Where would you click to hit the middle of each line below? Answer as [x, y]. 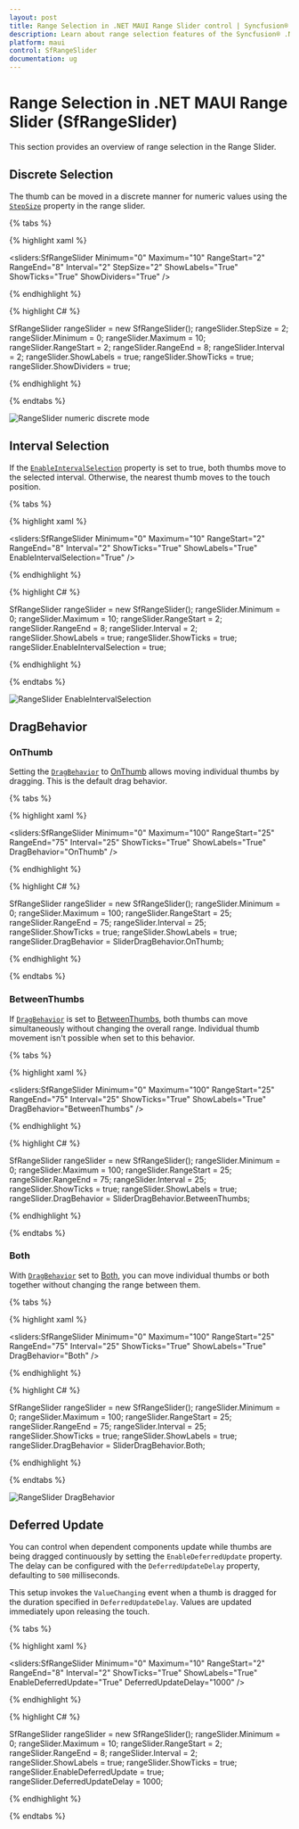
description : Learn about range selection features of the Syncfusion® [145, 34]
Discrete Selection [61, 175]
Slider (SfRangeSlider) [93, 122]
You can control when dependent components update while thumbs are [141, 1546]
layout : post [33, 17]
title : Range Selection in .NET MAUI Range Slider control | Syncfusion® [149, 26]
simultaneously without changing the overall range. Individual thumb [134, 1028]
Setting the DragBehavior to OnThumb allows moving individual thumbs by [144, 771]
